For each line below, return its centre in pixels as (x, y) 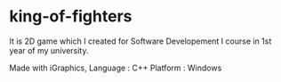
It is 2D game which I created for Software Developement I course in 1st (140, 41)
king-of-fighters (71, 16)
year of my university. (49, 50)
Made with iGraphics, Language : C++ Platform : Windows (116, 68)
